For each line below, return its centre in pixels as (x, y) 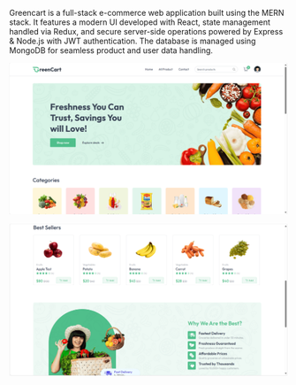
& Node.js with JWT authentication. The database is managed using (133, 41)
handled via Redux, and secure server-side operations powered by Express (146, 31)
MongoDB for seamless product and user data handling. (111, 50)
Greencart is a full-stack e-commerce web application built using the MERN (147, 13)
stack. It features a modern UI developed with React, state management (140, 22)
